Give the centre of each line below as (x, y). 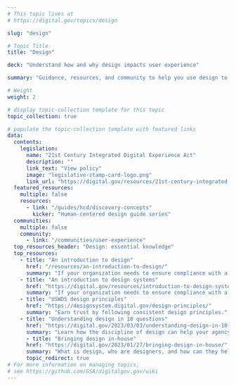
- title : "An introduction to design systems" (89, 280)
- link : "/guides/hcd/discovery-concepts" (89, 208)
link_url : (40, 181)
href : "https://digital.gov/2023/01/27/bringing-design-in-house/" (127, 345)
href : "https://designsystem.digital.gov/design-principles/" (119, 306)
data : (15, 136)
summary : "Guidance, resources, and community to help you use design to (118, 78)
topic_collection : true (42, 116)
